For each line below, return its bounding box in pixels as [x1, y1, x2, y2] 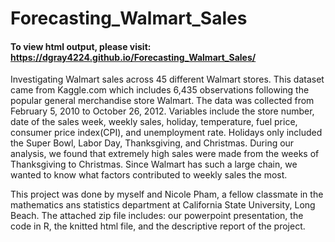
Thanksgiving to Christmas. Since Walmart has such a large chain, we [10, 158, 298, 171]
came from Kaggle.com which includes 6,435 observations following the [10, 84, 310, 96]
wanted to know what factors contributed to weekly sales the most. [10, 169, 288, 181]
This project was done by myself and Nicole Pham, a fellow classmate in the [10, 188, 324, 201]
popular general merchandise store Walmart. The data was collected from [10, 95, 315, 107]
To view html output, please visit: [10, 40, 152, 52]
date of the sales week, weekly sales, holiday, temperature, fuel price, [10, 116, 298, 128]
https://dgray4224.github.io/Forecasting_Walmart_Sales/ [10, 51, 257, 63]
